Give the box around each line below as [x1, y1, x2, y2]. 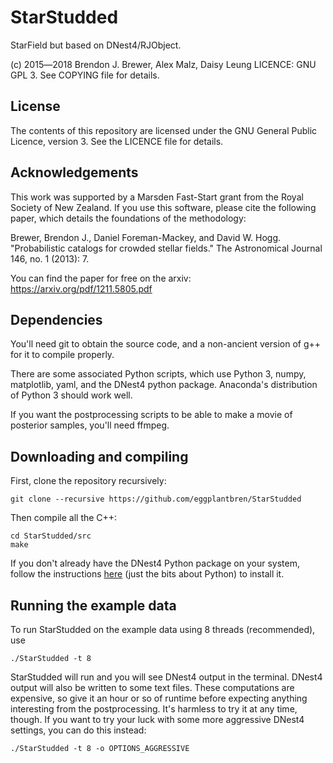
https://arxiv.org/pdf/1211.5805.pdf [10, 282, 153, 295]
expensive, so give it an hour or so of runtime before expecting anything [10, 692, 308, 704]
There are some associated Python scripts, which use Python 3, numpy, [10, 368, 307, 380]
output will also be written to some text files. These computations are [10, 682, 295, 693]
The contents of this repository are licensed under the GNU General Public [10, 124, 318, 136]
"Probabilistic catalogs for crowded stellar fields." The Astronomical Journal [10, 242, 323, 254]
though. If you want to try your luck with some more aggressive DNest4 [10, 714, 305, 725]
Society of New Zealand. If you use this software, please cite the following [10, 201, 317, 213]
